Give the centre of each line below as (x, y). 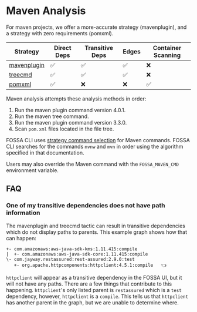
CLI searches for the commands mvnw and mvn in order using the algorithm (95, 146)
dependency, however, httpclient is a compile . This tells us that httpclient (97, 296)
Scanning (167, 55)
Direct (62, 48)
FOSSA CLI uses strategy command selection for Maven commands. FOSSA (98, 140)
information (23, 213)
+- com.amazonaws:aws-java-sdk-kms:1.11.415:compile (72, 249)
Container (167, 48)
